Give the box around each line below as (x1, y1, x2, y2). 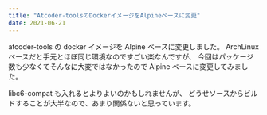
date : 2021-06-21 (8, 19, 66, 27)
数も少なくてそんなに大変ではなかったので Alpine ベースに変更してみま (8, 61, 241, 71)
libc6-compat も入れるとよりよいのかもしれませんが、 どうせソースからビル (8, 88, 258, 98)
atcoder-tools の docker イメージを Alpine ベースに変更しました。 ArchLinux (8, 41, 259, 52)
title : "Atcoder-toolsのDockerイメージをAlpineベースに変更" (8, 11, 201, 20)
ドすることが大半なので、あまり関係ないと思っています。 (8, 98, 196, 108)
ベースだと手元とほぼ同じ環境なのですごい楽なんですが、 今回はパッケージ (8, 52, 253, 61)
